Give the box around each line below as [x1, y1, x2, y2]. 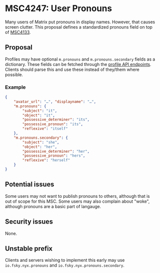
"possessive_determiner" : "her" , [22, 149, 90, 154]
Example [5, 83, 26, 90]
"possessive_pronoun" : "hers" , [22, 153, 86, 158]
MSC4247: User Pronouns [5, 3, 112, 14]
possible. [5, 71, 23, 78]
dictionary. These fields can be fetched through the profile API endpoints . [5, 61, 151, 67]
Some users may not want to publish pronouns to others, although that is [5, 193, 150, 199]
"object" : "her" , [22, 144, 57, 149]
